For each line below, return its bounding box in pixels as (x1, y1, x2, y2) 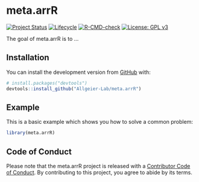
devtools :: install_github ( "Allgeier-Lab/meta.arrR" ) (6, 85, 142, 92)
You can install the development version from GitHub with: (6, 68, 151, 76)
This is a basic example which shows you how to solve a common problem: (6, 118, 193, 126)
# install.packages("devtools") (6, 80, 87, 86)
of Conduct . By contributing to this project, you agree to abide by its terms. (6, 169, 193, 176)
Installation (6, 52, 49, 63)
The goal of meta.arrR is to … (6, 35, 79, 42)
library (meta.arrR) (6, 130, 55, 136)
